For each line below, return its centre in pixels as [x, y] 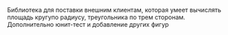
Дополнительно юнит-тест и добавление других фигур [88, 24]
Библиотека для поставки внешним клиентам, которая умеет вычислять [114, 10]
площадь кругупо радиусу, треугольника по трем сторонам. [96, 17]
